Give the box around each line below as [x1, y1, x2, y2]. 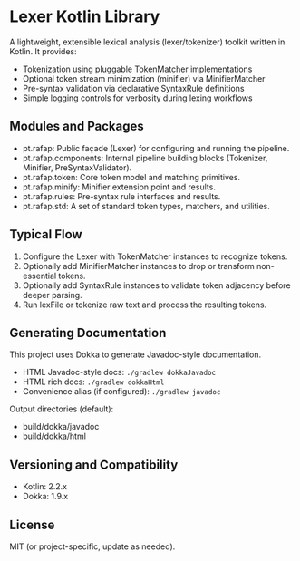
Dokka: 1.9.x [22, 491, 69, 502]
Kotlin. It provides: [9, 45, 77, 56]
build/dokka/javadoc [22, 421, 100, 432]
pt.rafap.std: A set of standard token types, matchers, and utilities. [22, 200, 270, 211]
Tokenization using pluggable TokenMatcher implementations [22, 63, 253, 74]
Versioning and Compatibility [9, 457, 179, 472]
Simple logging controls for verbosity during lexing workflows [22, 92, 253, 103]
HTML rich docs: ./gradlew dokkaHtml [22, 376, 165, 387]
